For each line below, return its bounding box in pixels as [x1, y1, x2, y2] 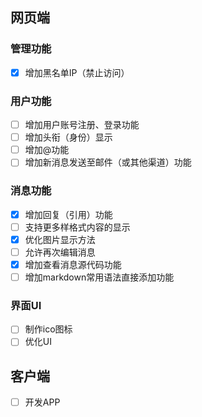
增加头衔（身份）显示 [24, 131, 113, 143]
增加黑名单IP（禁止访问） [24, 66, 130, 78]
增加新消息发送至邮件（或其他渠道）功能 [24, 156, 192, 168]
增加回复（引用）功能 [24, 208, 113, 220]
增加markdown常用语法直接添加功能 [24, 271, 175, 283]
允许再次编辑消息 [24, 246, 96, 258]
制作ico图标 [24, 323, 73, 335]
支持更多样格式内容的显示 [24, 221, 131, 233]
